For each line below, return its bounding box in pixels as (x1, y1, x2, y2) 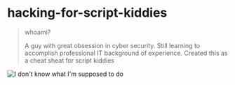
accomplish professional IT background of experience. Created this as (24, 49, 228, 57)
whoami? (24, 28, 51, 36)
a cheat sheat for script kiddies (24, 56, 114, 64)
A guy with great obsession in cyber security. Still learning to (24, 41, 201, 49)
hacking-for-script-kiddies (7, 5, 168, 21)
